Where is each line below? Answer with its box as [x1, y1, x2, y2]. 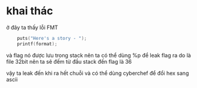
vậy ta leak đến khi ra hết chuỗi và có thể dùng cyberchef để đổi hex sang [6, 70, 189, 77]
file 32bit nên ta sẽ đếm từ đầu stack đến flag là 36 [6, 58, 132, 65]
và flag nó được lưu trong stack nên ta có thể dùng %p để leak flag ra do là [6, 52, 192, 59]
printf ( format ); [17, 40, 58, 47]
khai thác [6, 4, 53, 18]
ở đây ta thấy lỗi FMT [6, 24, 59, 31]
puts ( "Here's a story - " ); [17, 35, 87, 41]
